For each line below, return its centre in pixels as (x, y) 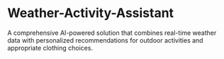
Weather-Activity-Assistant (91, 13)
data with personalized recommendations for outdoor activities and (105, 40)
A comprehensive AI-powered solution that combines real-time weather (112, 33)
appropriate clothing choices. (50, 48)
